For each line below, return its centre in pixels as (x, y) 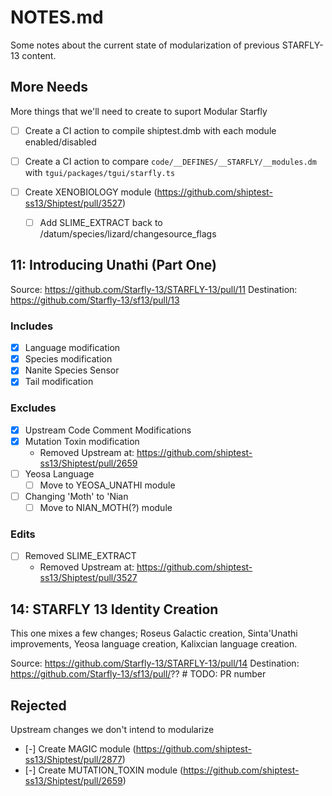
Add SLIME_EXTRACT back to (101, 222)
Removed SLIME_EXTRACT (80, 556)
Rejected (38, 705)
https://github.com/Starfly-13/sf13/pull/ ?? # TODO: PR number (138, 674)
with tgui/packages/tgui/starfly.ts (100, 172)
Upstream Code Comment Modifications (108, 430)
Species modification (68, 359)
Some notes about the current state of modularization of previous (145, 45)
